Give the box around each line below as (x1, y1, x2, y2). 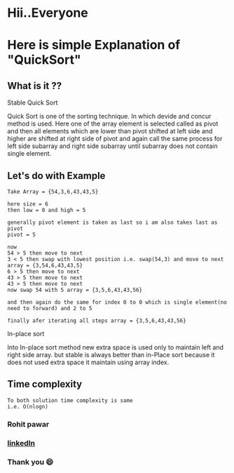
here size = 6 (7, 201, 49, 208)
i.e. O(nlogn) (7, 403, 49, 410)
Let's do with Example (7, 170, 106, 182)
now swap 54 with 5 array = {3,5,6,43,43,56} (7, 286, 142, 293)
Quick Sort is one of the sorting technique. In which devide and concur (7, 112, 212, 121)
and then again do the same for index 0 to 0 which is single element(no (7, 299, 228, 306)
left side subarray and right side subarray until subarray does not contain (7, 142, 219, 150)
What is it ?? (7, 79, 62, 92)
